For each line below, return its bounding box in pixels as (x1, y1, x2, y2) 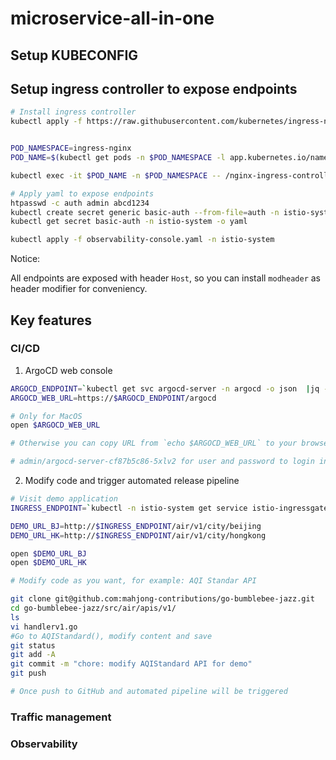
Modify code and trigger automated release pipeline (24, 475, 240, 487)
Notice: (10, 253, 41, 265)
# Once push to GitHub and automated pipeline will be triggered (10, 687, 288, 697)
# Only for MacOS (10, 411, 83, 421)
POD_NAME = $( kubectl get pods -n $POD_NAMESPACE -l (10, 153, 226, 163)
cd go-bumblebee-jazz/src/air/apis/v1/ (10, 603, 177, 614)
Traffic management (10, 710, 112, 724)
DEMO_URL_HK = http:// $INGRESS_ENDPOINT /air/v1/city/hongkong (10, 530, 267, 541)
